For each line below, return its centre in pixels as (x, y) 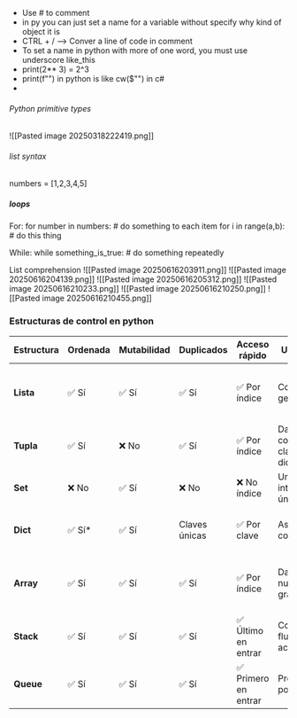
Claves (193, 524)
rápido (252, 355)
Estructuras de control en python (82, 321)
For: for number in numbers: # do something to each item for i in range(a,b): (147, 226)
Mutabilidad (145, 349)
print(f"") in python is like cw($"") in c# (93, 78)
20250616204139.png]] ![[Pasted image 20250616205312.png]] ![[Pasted (143, 279)
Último (250, 630)
